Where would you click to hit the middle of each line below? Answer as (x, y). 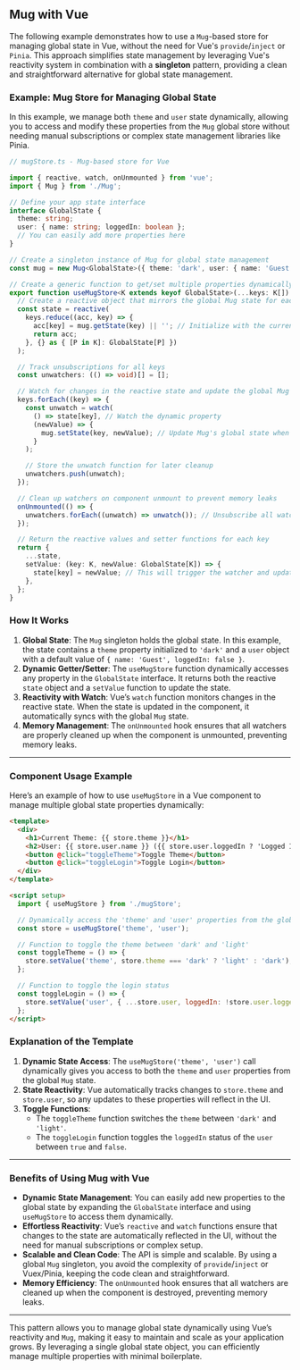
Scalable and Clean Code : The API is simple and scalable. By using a (150, 1255)
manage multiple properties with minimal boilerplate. (106, 1357)
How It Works (39, 620)
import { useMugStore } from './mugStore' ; (99, 904)
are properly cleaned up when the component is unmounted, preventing (154, 735)
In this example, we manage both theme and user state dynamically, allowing (149, 117)
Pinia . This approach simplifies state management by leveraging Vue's (140, 55)
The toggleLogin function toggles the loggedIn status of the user (154, 1137)
